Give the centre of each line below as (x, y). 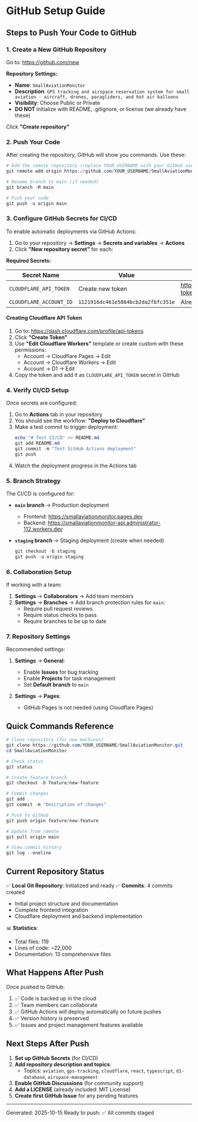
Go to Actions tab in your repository (58, 415)
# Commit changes (27, 794)
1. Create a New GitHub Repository (57, 50)
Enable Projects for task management (70, 678)
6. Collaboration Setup (39, 572)
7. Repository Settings (38, 637)
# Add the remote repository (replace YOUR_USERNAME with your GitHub (95, 166)
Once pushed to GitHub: (35, 987)
